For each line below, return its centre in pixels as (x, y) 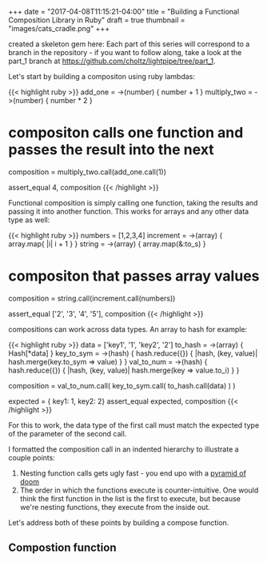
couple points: (32, 457)
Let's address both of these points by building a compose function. (119, 522)
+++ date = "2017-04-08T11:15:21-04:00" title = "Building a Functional (124, 12)
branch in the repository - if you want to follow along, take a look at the (125, 52)
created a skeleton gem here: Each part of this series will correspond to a (129, 44)
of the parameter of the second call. (68, 433)
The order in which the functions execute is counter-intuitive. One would (139, 490)
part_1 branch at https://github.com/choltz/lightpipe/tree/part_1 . (112, 61)
